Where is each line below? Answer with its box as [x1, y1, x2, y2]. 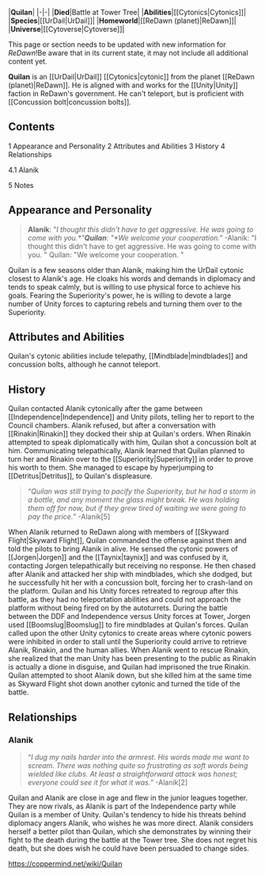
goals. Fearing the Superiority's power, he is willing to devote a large [8, 290, 232, 300]
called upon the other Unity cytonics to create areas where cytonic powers [8, 628, 252, 638]
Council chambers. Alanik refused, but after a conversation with [8, 421, 216, 430]
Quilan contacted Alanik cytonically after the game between [8, 404, 203, 413]
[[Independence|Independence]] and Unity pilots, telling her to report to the [8, 413, 255, 422]
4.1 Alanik [8, 165, 40, 175]
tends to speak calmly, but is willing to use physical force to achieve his [8, 282, 241, 291]
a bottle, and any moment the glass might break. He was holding [27, 495, 240, 505]
